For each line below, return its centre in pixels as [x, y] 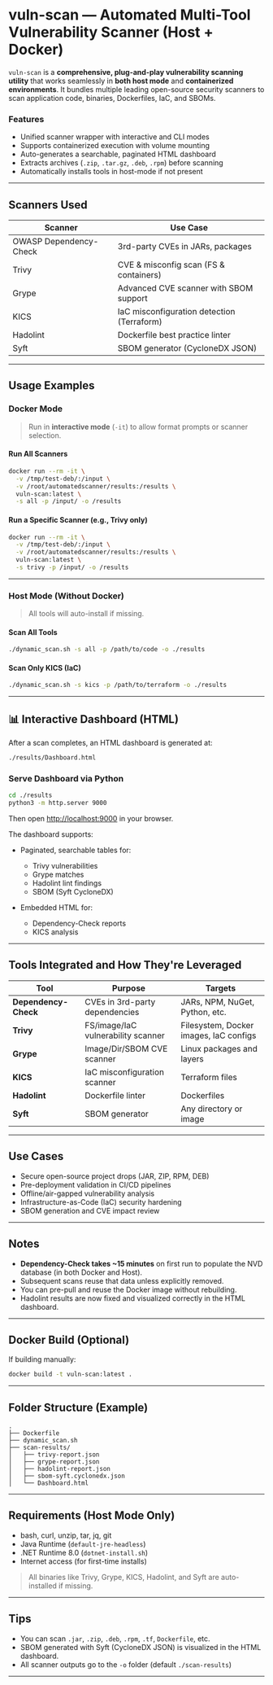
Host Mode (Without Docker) [66, 596]
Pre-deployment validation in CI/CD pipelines [95, 1184]
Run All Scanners [38, 454]
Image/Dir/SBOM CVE [126, 1048]
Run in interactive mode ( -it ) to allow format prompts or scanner [138, 427]
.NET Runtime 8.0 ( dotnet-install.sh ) [84, 1552]
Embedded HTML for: [56, 908]
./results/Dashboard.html [52, 758]
